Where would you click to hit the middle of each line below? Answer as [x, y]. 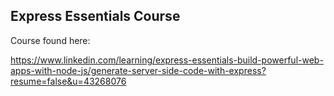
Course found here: [50, 40]
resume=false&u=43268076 [68, 81]
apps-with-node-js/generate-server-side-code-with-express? [138, 70]
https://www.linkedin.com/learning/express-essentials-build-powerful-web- [167, 60]
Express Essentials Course [95, 16]
